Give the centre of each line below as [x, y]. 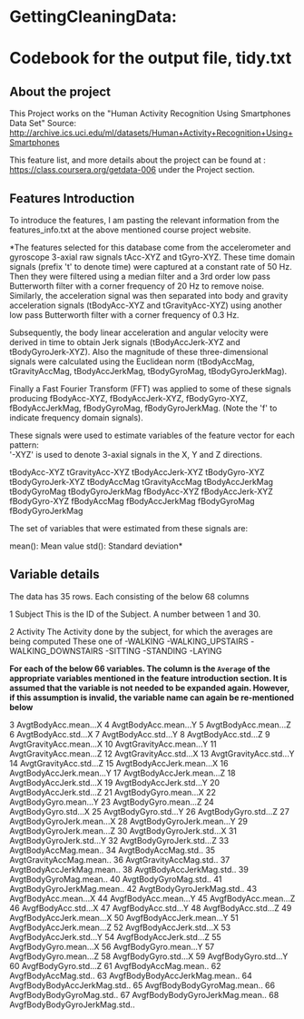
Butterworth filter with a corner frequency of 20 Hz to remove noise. [137, 286]
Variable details [54, 574]
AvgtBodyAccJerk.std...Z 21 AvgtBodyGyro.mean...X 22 [113, 792]
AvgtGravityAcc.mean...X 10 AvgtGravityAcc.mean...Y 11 [113, 744]
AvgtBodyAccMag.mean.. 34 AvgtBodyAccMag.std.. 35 [113, 850]
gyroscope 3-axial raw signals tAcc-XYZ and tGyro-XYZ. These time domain [152, 257]
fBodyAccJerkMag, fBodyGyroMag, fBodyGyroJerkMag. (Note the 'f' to [143, 408]
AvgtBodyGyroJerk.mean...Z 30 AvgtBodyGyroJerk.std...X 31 [123, 831]
